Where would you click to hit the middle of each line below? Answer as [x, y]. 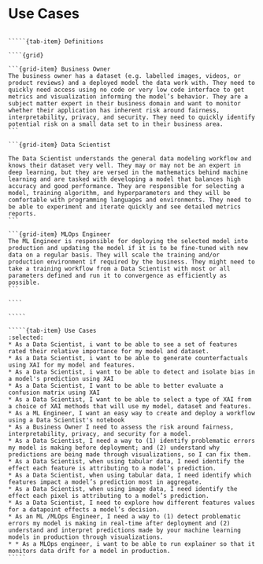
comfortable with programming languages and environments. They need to [130, 200]
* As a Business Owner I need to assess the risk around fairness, [121, 427]
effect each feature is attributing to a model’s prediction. [112, 468]
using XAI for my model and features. [72, 365]
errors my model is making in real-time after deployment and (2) [119, 523]
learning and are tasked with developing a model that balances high [125, 179]
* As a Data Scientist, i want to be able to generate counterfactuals [128, 358]
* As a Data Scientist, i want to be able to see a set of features [123, 344]
